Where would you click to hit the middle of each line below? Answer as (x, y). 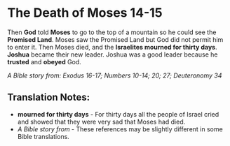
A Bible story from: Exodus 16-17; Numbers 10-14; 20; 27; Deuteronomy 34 (115, 75)
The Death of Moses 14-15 (85, 13)
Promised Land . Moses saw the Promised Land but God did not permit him (115, 39)
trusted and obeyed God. (45, 61)
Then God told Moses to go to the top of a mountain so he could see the (112, 32)
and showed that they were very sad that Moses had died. (101, 122)
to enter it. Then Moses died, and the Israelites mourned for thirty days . (112, 47)
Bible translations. (43, 136)
